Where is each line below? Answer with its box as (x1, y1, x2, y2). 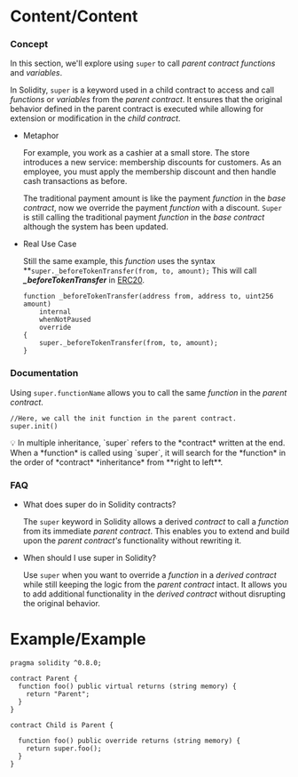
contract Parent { (10, 674, 78, 684)
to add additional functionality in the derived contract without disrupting (22, 589, 286, 599)
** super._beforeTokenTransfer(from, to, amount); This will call (22, 265, 257, 276)
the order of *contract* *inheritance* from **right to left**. (10, 456, 223, 468)
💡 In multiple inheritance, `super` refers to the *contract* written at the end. (10, 437, 286, 448)
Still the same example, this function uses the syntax (22, 256, 216, 267)
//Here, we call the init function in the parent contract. (10, 413, 238, 423)
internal (39, 308, 72, 316)
